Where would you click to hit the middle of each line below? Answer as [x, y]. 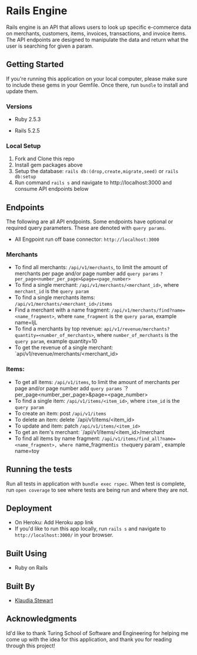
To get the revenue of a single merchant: [64, 348]
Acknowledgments [42, 619]
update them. [22, 91]
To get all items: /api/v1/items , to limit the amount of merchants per [97, 382]
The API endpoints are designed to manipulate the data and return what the [97, 39]
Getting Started [35, 64]
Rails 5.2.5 [27, 131]
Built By [21, 586]
